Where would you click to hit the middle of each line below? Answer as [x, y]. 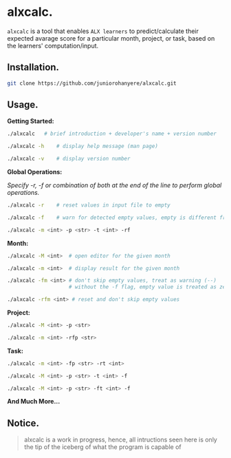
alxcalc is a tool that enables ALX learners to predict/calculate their [103, 31]
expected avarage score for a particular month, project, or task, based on [111, 38]
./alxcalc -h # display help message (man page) [82, 146]
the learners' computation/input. [53, 45]
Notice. [23, 423]
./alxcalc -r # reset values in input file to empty [89, 205]
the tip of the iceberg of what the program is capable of [102, 447]
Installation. [33, 67]
